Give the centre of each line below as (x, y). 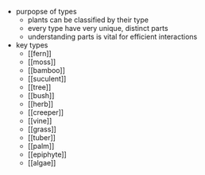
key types (32, 45)
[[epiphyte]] (47, 154)
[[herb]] (41, 104)
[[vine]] (40, 121)
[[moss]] (42, 62)
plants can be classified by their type (88, 20)
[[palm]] (41, 146)
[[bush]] (41, 95)
